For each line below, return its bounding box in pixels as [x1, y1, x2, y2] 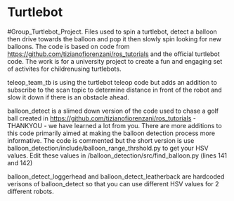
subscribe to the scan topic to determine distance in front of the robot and [7, 85, 223, 94]
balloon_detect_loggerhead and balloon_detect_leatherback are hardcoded [7, 172, 225, 181]
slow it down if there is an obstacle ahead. [7, 92, 130, 102]
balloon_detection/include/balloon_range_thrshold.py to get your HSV [7, 144, 209, 152]
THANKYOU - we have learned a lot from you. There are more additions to [7, 121, 223, 130]
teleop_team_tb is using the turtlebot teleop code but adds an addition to [7, 78, 218, 86]
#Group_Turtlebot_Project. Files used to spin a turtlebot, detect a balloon [7, 27, 218, 36]
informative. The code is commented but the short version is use [7, 136, 195, 144]
